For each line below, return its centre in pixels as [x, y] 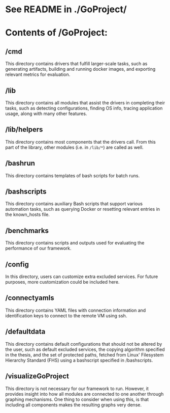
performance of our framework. [39, 249]
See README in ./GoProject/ [66, 9]
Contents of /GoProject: [57, 33]
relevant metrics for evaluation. [38, 74]
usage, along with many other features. [46, 114]
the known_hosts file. [27, 214]
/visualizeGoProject [37, 376]
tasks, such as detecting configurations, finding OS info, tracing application [84, 108]
